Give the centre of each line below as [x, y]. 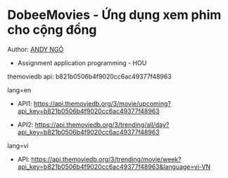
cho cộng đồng [52, 30]
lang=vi [18, 145]
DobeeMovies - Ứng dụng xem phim [114, 15]
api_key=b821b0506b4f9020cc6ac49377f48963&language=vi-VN [114, 166]
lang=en [19, 90]
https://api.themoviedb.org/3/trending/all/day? [102, 124]
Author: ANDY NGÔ [36, 49]
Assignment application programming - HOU [82, 62]
